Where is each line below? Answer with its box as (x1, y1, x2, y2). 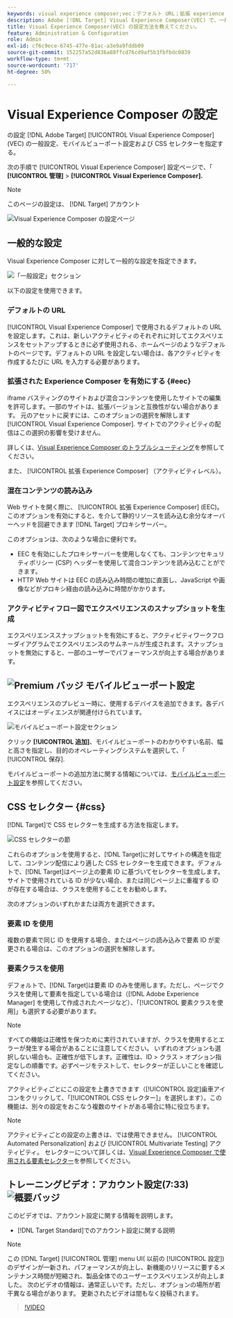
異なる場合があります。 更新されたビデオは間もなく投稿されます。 (12, 1289, 202, 1298)
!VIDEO (24, 1303, 45, 1312)
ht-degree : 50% (7, 68, 51, 75)
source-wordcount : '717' (7, 62, 79, 69)
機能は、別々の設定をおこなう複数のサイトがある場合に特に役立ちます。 (7, 1102, 214, 1110)
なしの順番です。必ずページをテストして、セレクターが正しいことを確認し (12, 1061, 224, 1070)
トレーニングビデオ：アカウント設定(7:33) (7, 1179, 189, 1191)
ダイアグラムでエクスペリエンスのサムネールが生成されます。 (12, 640, 188, 648)
